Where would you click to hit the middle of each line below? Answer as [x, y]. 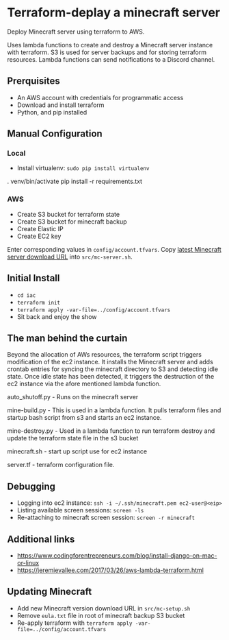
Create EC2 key [39, 236]
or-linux [28, 562]
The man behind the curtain [67, 338]
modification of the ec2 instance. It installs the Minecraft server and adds [110, 362]
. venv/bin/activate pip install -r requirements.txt [75, 181]
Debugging [31, 486]
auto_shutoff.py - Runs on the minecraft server [73, 397]
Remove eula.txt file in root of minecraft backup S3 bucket [101, 615]
